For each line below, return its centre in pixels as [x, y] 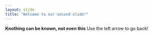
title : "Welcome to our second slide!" [47, 14]
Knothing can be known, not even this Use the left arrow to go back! [77, 28]
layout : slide [20, 10]
